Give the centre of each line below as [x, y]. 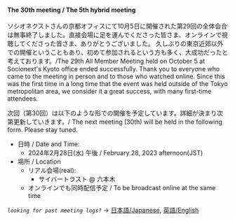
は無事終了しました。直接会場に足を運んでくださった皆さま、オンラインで [115, 35]
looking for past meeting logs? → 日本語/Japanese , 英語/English [103, 211]
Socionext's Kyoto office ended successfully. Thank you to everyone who [114, 69]
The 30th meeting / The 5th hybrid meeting [72, 10]
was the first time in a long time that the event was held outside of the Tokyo [117, 84]
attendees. [23, 99]
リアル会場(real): [52, 171]
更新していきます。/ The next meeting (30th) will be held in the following [118, 122]
